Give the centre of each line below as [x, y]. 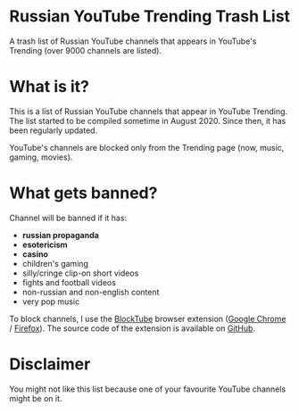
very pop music [51, 301]
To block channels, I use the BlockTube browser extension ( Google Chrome [148, 318]
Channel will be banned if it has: [68, 218]
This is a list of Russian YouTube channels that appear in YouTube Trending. [149, 111]
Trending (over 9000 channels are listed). [86, 50]
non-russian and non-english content [91, 292]
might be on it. [36, 398]
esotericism [45, 244]
